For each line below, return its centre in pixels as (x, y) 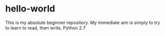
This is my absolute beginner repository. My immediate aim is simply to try (83, 22)
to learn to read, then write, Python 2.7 (46, 27)
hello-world (30, 9)
